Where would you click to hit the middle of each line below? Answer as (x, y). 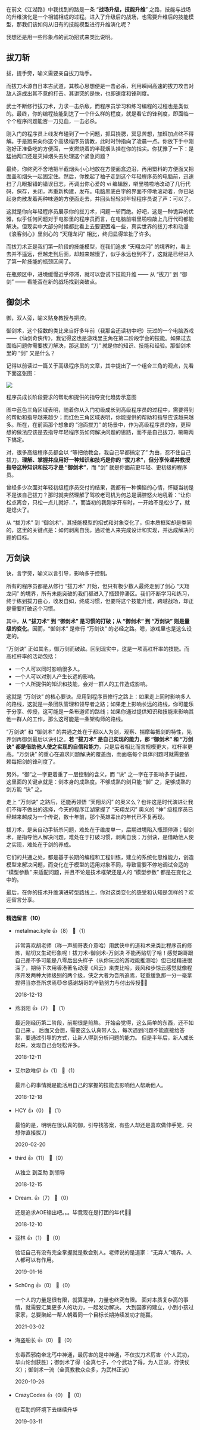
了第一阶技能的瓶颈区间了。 (40, 261)
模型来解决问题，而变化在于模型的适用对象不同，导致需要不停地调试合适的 (97, 865)
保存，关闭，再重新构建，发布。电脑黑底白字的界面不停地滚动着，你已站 (105, 191)
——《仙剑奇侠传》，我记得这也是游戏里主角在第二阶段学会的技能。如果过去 (99, 338)
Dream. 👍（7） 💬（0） (43, 1198)
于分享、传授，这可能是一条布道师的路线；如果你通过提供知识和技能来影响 (97, 712)
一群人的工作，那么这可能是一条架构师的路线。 (68, 719)
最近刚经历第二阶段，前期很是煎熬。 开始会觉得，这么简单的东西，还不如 (104, 1023)
